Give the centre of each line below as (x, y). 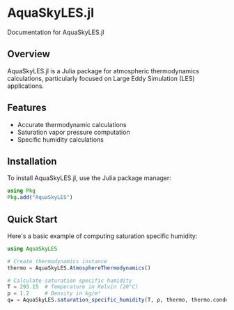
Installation (32, 161)
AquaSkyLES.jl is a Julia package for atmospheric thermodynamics (103, 71)
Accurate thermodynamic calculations (72, 124)
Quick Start (32, 219)
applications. (25, 86)
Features (27, 108)
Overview (29, 54)
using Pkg (22, 191)
